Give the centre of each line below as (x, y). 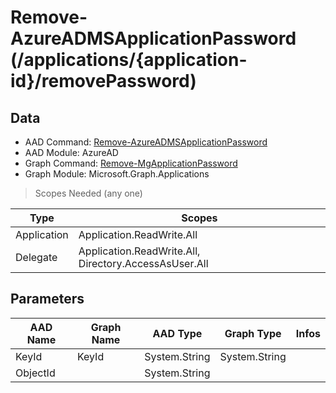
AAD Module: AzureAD (71, 152)
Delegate (36, 257)
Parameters (47, 299)
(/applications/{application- (129, 60)
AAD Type (177, 333)
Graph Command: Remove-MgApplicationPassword (131, 163)
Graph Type (253, 333)
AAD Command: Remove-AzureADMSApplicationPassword (146, 142)
